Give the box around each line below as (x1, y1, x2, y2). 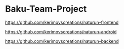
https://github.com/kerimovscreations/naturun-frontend (5, 19, 119, 25)
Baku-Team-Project (5, 3, 87, 15)
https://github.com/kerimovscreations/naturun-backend (5, 38, 119, 44)
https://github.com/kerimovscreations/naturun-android (5, 29, 117, 34)
